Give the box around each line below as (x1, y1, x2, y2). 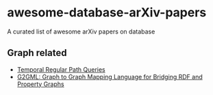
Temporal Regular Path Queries (16, 65, 105, 73)
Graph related (7, 47, 67, 59)
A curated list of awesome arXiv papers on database (7, 27, 155, 36)
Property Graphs (16, 80, 64, 88)
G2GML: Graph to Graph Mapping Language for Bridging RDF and (16, 72, 203, 81)
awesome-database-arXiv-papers (7, 5, 207, 21)
